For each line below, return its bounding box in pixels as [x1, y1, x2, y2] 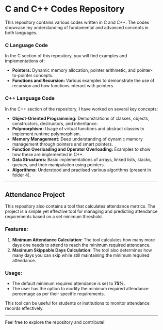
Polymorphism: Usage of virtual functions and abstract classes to [12, 126, 145, 131]
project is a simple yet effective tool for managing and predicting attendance [5, 208, 158, 214]
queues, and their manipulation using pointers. [12, 161, 105, 168]
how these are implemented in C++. [12, 151, 84, 157]
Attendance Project [5, 190, 65, 199]
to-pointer [12, 73, 33, 79]
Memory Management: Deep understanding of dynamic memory [12, 136, 143, 141]
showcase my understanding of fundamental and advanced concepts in [5, 24, 149, 30]
